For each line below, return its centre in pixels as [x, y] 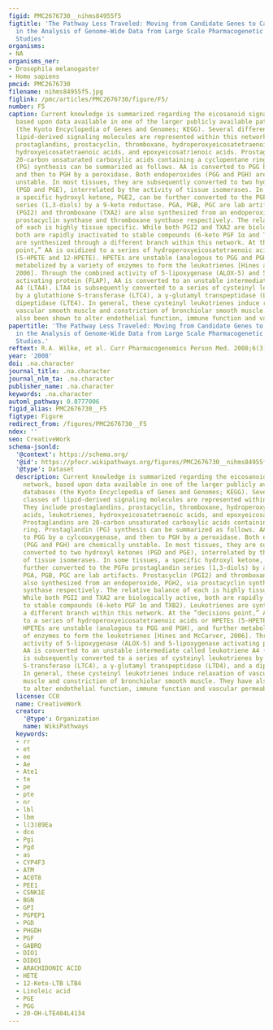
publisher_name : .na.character [61, 386]
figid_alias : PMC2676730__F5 [58, 409]
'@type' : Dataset [45, 469]
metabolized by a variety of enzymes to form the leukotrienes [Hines [138, 265]
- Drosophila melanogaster [54, 69]
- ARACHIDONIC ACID [49, 968]
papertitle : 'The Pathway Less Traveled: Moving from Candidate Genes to [136, 326]
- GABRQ [29, 945]
